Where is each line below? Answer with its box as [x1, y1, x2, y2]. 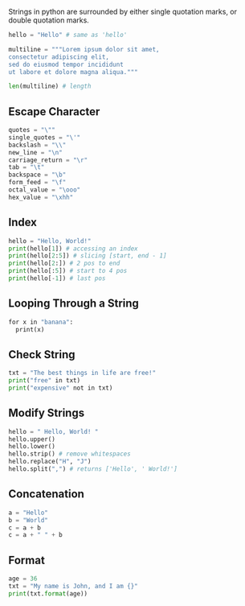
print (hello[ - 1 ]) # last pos [8, 274, 106, 282]
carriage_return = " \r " [8, 156, 88, 164]
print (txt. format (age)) [8, 589, 88, 598]
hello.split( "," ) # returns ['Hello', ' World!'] [8, 465, 178, 473]
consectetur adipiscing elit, [8, 52, 110, 61]
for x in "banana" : [8, 318, 74, 326]
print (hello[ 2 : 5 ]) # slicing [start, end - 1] [8, 252, 167, 260]
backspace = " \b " [8, 171, 67, 179]
